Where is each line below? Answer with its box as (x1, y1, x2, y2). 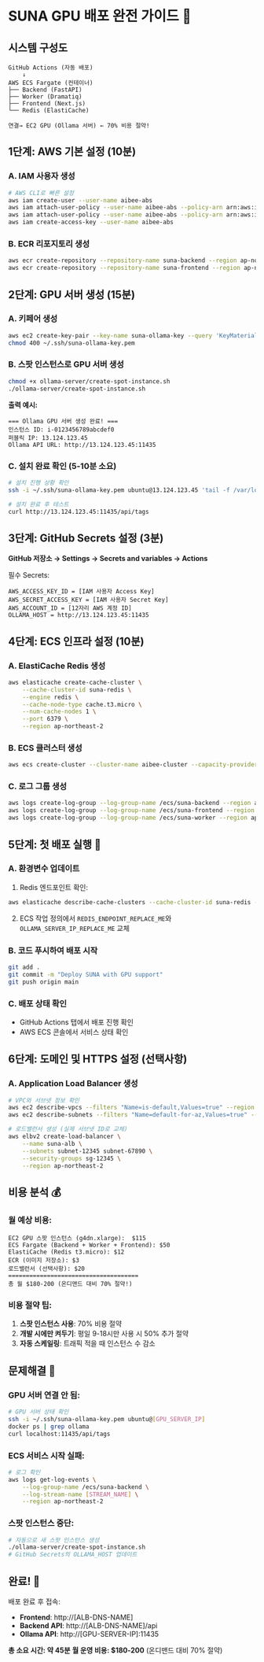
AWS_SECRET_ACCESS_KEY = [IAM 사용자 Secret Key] (8, 596, 169, 604)
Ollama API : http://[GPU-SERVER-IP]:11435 (19, 1630, 159, 1639)
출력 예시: (8, 400, 38, 409)
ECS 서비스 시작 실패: (8, 1450, 85, 1461)
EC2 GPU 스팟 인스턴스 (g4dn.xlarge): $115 (8, 1235, 147, 1243)
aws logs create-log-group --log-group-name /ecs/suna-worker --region (8, 814, 247, 822)
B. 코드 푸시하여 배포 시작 (8, 945, 98, 956)
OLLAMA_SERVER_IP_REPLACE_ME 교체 (19, 923, 130, 933)
